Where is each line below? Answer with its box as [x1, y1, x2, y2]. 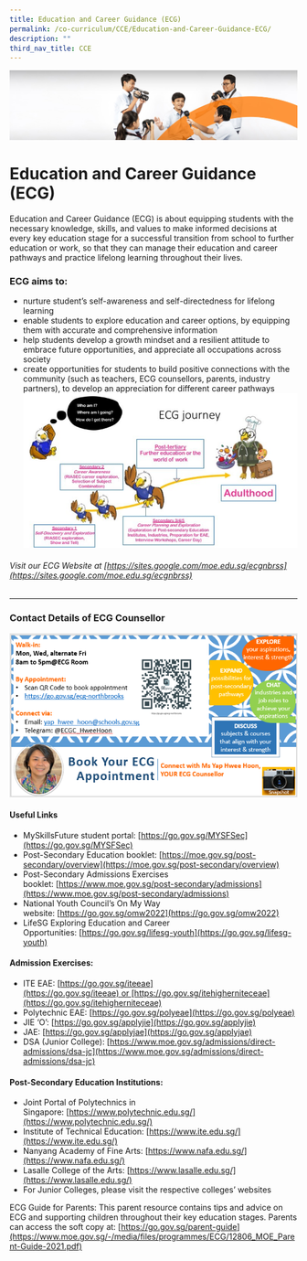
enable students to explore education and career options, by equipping [22, 315, 291, 326]
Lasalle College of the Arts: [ [22, 1165, 131, 1176]
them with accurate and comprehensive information [22, 325, 217, 336]
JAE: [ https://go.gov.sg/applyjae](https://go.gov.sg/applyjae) [22, 1026, 253, 1037]
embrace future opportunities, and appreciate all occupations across [22, 344, 281, 356]
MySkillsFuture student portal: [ [22, 829, 142, 840]
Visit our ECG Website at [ [9, 560, 108, 571]
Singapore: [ [22, 1106, 70, 1117]
